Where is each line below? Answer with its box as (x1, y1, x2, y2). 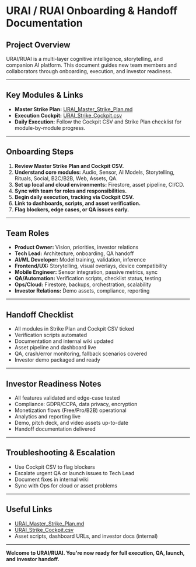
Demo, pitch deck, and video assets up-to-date (14, 420, 128, 427)
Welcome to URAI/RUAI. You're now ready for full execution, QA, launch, (6, 549, 185, 556)
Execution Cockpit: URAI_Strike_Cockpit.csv (14, 112, 123, 119)
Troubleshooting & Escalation (6, 448, 116, 458)
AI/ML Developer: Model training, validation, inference (14, 256, 146, 263)
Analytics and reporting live (14, 413, 81, 420)
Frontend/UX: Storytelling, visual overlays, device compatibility (14, 262, 167, 270)
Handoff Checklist (6, 310, 74, 319)
